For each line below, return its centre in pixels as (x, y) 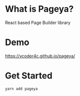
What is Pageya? (39, 9)
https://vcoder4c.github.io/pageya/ (40, 56)
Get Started (29, 76)
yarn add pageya (21, 89)
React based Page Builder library (38, 23)
